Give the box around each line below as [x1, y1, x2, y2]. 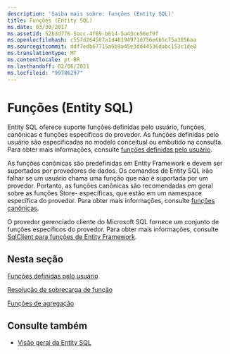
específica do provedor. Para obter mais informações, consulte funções [7, 197, 215, 205]
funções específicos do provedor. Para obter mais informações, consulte [7, 225, 219, 233]
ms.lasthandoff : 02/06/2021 [7, 63, 90, 70]
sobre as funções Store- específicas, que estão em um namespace [7, 189, 203, 197]
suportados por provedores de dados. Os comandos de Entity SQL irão [7, 166, 213, 175]
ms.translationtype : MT [7, 50, 77, 57]
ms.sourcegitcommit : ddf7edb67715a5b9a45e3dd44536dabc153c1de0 [7, 43, 197, 50]
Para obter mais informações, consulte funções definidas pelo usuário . [7, 145, 213, 154]
